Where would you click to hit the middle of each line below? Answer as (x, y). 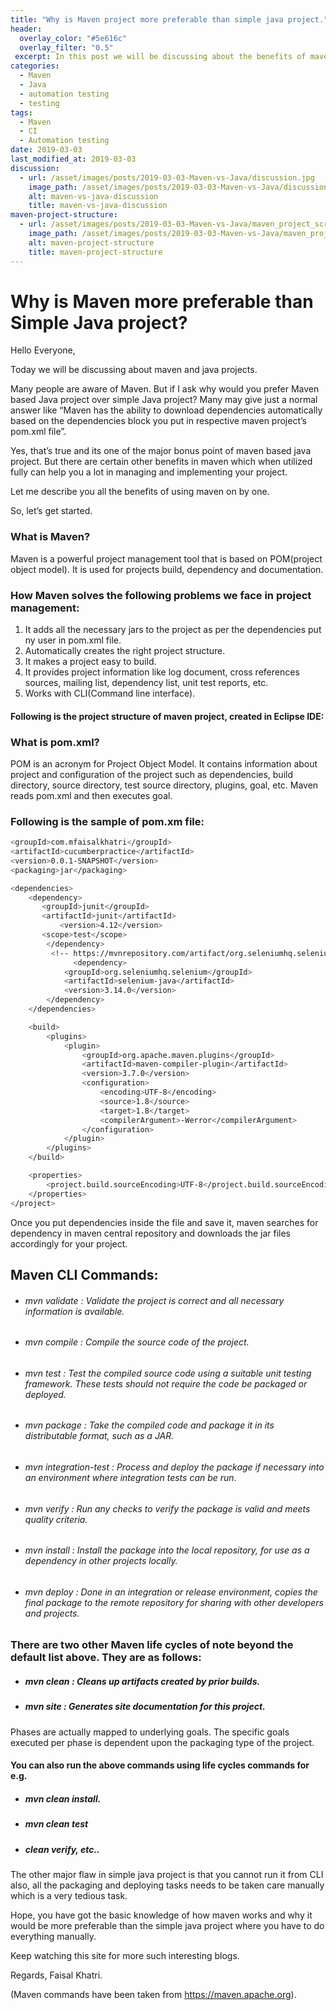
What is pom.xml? (55, 742)
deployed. (45, 1394)
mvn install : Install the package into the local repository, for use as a (167, 1550)
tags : (21, 112)
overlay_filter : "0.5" (66, 47)
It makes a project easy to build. (90, 662)
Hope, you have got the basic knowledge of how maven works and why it (161, 1915)
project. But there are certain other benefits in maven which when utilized (161, 462)
